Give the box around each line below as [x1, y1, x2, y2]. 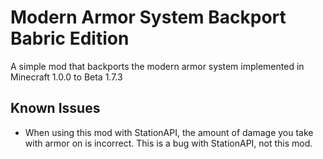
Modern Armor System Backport [10, 6, 287, 29]
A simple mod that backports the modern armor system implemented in [10, 60, 305, 72]
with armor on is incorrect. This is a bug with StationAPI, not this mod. [24, 137, 313, 149]
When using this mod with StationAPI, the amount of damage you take [24, 126, 314, 138]
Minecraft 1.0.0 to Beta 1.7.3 [10, 71, 123, 83]
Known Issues [10, 100, 101, 117]
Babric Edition [10, 27, 130, 50]
